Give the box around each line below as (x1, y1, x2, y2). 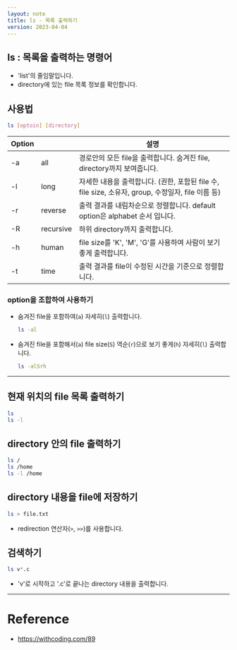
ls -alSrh (17, 363, 47, 371)
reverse (41, 205, 66, 215)
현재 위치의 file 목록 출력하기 (7, 391, 125, 403)
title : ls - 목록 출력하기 (7, 17, 78, 24)
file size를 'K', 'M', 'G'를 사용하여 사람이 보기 (78, 237, 221, 247)
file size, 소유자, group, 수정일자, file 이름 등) (78, 187, 221, 197)
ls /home (7, 464, 33, 471)
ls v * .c (7, 566, 30, 573)
